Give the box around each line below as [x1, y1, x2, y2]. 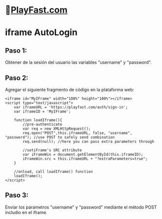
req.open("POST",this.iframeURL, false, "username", [23, 131, 133, 136]
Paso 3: [5, 191, 28, 199]
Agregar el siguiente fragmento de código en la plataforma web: [5, 87, 135, 92]
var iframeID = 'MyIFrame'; [14, 109, 71, 114]
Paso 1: [5, 46, 27, 55]
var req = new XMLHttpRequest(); [23, 126, 91, 131]
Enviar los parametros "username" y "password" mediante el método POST [5, 204, 157, 210]
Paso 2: [5, 74, 28, 82]
